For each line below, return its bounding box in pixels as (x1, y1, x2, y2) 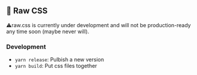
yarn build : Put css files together (14, 63, 97, 70)
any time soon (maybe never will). (6, 28, 90, 35)
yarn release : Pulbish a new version (14, 56, 104, 63)
